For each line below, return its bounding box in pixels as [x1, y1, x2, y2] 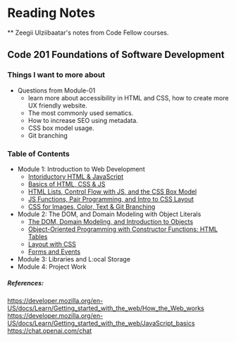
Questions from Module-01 [17, 86, 96, 95]
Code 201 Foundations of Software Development [7, 49, 225, 61]
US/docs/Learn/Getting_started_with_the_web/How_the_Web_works [7, 304, 204, 312]
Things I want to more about [7, 70, 106, 80]
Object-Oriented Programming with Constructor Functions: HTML [27, 225, 218, 233]
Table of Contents [7, 148, 70, 158]
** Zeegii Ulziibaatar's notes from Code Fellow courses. [7, 28, 169, 37]
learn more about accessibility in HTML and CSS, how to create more [27, 93, 229, 102]
